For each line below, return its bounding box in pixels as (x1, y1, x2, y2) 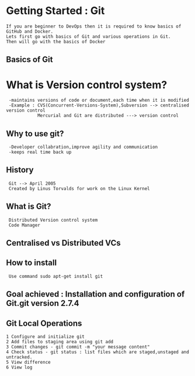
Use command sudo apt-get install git (8, 273, 103, 279)
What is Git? (6, 202, 51, 212)
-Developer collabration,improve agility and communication (8, 144, 158, 150)
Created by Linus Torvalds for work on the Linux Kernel (8, 185, 150, 191)
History (6, 165, 34, 175)
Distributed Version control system (8, 217, 98, 223)
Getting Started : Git (6, 4, 105, 18)
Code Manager (8, 222, 41, 228)
